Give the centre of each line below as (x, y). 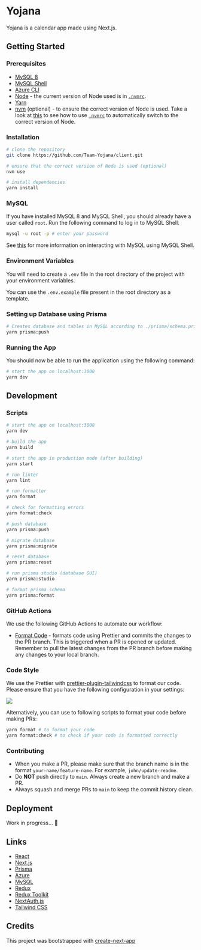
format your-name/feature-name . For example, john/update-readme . (96, 770)
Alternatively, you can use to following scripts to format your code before (96, 713)
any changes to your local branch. (57, 654)
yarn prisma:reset (29, 562)
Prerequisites (26, 64)
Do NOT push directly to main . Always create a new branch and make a (102, 777)
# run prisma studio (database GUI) (52, 573)
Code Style (23, 670)
